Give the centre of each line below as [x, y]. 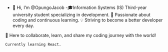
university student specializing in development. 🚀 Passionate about [81, 15]
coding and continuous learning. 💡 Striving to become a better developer [87, 20]
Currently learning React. [33, 44]
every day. [23, 25]
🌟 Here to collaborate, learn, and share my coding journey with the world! [81, 35]
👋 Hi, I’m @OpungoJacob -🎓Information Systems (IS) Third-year [79, 7]
